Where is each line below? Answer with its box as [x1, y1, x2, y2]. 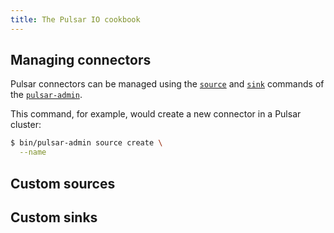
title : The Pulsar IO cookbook [10, 14, 141, 25]
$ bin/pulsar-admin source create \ [10, 138, 163, 148]
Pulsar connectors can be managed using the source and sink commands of [10, 78, 325, 90]
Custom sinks [10, 209, 98, 226]
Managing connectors [10, 52, 152, 69]
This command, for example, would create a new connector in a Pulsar [10, 108, 302, 120]
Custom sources [10, 175, 116, 192]
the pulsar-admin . [10, 89, 83, 101]
